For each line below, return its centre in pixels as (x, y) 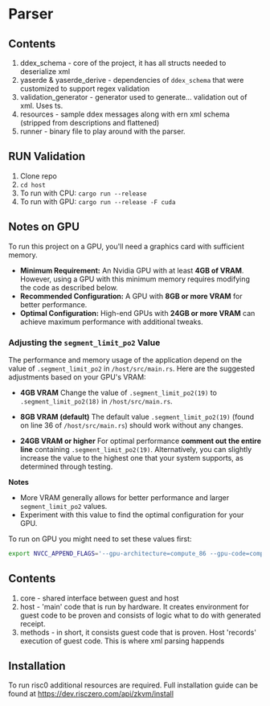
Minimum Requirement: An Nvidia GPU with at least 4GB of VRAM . (132, 270)
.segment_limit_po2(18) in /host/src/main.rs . (96, 401)
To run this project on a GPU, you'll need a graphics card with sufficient (127, 246)
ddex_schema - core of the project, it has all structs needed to (123, 63)
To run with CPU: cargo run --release (83, 193)
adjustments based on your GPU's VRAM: (77, 377)
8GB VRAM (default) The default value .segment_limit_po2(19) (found (137, 417)
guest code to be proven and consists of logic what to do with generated (140, 615)
